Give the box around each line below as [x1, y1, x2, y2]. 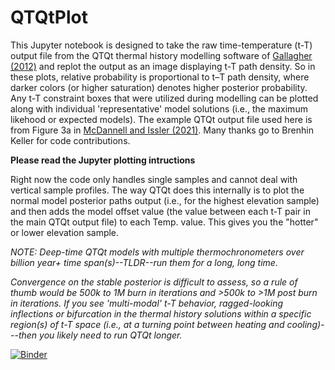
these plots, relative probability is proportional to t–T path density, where [10, 71, 310, 83]
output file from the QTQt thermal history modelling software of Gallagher [10, 49, 313, 61]
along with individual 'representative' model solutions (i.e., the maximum [10, 102, 308, 115]
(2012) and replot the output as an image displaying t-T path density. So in [10, 60, 316, 72]
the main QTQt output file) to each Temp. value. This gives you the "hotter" [10, 216, 319, 228]
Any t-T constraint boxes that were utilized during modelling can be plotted [10, 92, 319, 104]
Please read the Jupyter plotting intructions [10, 154, 196, 166]
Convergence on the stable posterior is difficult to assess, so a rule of [10, 276, 298, 288]
